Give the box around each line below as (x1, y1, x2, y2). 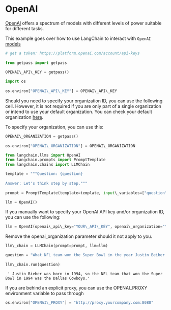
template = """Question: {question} (5, 171, 83, 176)
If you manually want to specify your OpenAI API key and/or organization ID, (5, 209, 164, 215)
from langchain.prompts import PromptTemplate (5, 157, 106, 163)
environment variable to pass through (5, 290, 84, 296)
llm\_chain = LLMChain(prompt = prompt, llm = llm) (5, 243, 108, 249)
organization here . (5, 114, 44, 120)
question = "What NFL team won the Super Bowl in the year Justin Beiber (5, 253, 165, 258)
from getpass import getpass (5, 60, 67, 65)
